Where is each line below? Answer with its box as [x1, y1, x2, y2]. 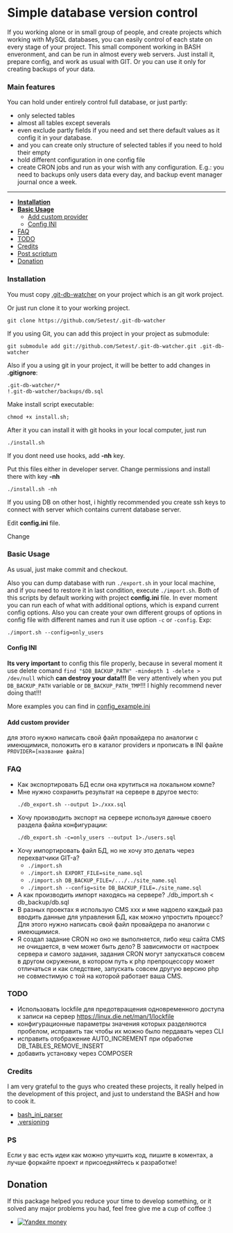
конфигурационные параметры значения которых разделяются [17, 1020, 207, 1028]
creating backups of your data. [7, 65, 96, 73]
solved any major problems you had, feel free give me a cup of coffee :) [7, 1205, 212, 1213]
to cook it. [7, 1097, 36, 1106]
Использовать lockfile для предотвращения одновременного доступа [17, 1004, 225, 1013]
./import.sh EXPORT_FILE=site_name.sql [27, 869, 144, 876]
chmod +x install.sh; [7, 414, 70, 420]
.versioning [17, 1118, 50, 1127]
